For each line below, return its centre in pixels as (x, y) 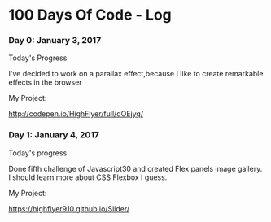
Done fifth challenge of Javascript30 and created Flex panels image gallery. (135, 168)
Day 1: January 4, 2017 (54, 135)
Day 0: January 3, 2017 (55, 41)
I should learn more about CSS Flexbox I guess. (88, 177)
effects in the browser (46, 82)
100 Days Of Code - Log (90, 15)
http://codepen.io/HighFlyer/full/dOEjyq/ (76, 114)
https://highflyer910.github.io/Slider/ (69, 208)
